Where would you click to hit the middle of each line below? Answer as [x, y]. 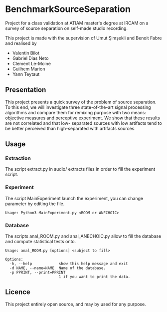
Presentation [26, 90]
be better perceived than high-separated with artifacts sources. [70, 128]
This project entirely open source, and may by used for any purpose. [76, 304]
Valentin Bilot [26, 53]
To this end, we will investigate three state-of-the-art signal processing [78, 107]
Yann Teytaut [26, 74]
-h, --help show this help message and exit [69, 264]
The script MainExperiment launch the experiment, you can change [74, 198]
